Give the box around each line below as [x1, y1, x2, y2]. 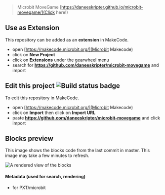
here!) [56, 9, 68, 15]
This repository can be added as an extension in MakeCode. [5, 37, 129, 42]
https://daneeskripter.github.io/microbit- [61, 4, 143, 10]
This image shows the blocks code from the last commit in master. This [5, 148, 150, 154]
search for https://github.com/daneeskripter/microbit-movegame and [12, 62, 159, 68]
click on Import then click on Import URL [12, 110, 96, 116]
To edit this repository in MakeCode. [5, 95, 79, 101]
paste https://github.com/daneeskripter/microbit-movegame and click [12, 115, 161, 120]
